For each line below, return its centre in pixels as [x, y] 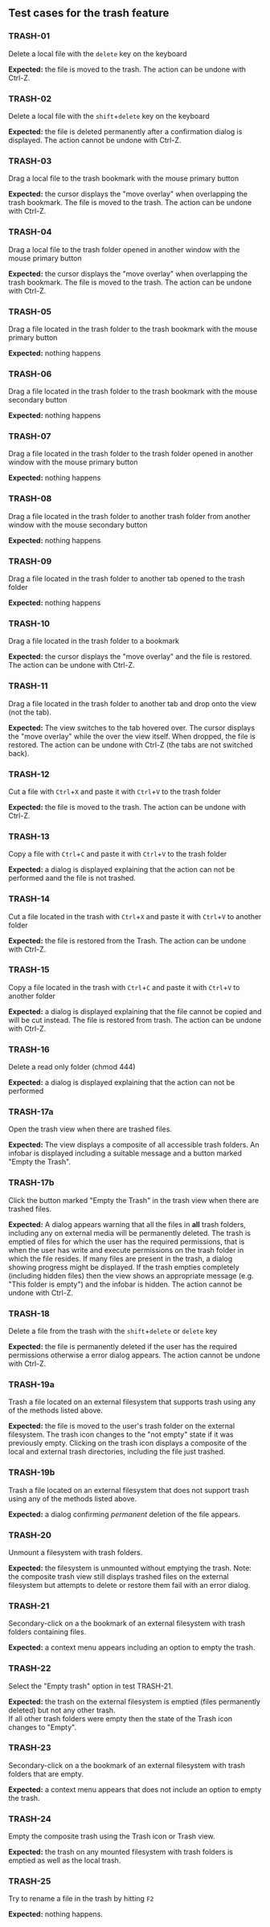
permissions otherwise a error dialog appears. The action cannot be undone [135, 1355]
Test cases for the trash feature [89, 13]
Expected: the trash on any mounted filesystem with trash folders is [121, 1852]
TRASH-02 [30, 98]
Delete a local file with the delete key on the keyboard [98, 53]
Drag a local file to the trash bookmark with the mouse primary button [124, 178]
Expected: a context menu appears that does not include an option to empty [135, 1789]
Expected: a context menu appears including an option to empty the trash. [132, 1647]
